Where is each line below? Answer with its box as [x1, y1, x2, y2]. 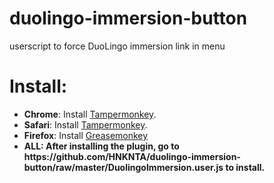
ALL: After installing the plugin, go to [23, 140, 180, 152]
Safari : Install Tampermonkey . [23, 118, 148, 131]
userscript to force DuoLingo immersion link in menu [9, 40, 226, 52]
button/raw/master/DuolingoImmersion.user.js [23, 161, 224, 173]
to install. [225, 161, 266, 173]
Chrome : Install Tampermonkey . [23, 108, 157, 120]
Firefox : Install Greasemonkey [23, 129, 149, 141]
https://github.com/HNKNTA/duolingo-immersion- [23, 150, 241, 162]
